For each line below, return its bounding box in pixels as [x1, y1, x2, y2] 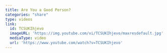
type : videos [5, 17, 33, 22]
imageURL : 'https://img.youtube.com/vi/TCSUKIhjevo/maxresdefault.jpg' [10, 31, 164, 36]
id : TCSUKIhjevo [10, 26, 44, 31]
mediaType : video [10, 36, 46, 41]
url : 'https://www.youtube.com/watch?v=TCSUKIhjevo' [10, 40, 123, 45]
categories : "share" [5, 12, 49, 17]
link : [5, 21, 17, 27]
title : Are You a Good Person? [5, 7, 71, 13]
